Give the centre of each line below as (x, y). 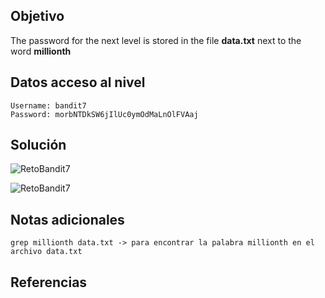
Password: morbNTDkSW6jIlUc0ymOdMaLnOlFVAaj (104, 114)
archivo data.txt (46, 252)
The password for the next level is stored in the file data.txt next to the (156, 40)
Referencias (49, 282)
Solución (38, 145)
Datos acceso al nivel (78, 82)
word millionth (41, 51)
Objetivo (37, 16)
